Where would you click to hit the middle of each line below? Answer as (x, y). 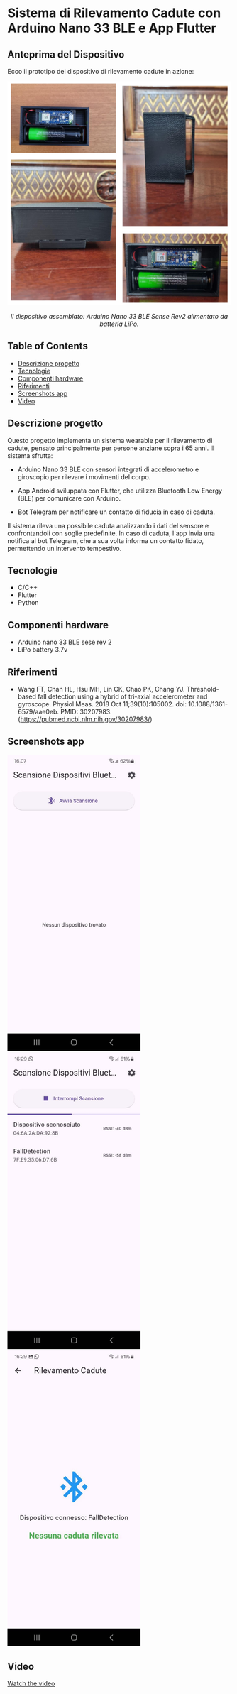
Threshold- (203, 689)
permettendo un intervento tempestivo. (65, 548)
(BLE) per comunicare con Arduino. (69, 498)
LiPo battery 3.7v (43, 650)
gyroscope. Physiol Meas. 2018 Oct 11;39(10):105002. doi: (102, 704)
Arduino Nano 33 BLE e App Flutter (112, 28)
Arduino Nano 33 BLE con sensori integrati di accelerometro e (108, 469)
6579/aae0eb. (38, 712)
